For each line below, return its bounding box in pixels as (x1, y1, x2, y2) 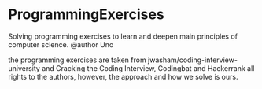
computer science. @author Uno (8, 39, 114, 49)
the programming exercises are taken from (8, 55, 147, 65)
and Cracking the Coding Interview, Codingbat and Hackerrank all (42, 63, 255, 72)
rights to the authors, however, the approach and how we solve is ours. (8, 72, 238, 81)
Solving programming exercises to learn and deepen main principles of (8, 32, 238, 41)
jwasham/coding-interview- (148, 55, 238, 65)
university (8, 63, 41, 72)
